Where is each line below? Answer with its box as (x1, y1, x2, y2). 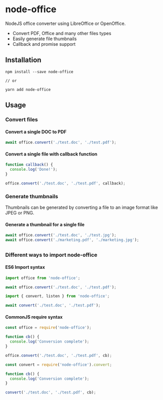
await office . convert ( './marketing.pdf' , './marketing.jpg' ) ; (5, 237, 139, 242)
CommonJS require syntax (5, 314, 63, 320)
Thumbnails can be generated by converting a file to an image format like (5, 204, 158, 210)
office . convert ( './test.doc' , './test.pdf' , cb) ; (5, 353, 112, 358)
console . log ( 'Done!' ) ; (10, 167, 58, 172)
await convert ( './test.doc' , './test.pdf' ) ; (5, 303, 101, 308)
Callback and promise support (12, 41, 76, 47)
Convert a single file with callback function (5, 151, 98, 157)
